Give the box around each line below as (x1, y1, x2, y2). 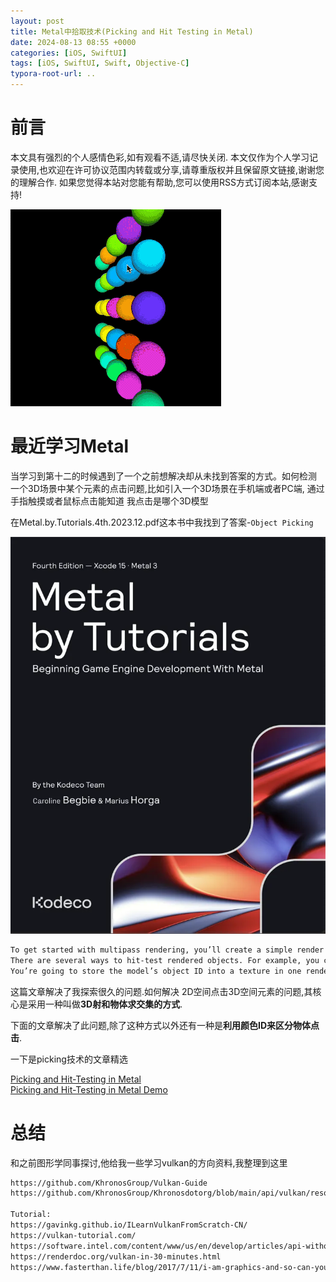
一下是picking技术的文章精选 (10, 1053, 128, 1065)
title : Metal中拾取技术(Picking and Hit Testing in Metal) (10, 26, 254, 37)
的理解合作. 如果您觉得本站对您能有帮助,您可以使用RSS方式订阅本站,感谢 (10, 176, 310, 188)
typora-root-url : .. (10, 69, 97, 79)
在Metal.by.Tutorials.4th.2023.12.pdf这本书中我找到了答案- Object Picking (10, 516, 314, 528)
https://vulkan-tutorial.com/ (10, 1230, 137, 1240)
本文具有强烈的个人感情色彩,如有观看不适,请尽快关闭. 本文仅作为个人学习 (10, 151, 310, 163)
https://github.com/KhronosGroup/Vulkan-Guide (10, 1178, 208, 1188)
